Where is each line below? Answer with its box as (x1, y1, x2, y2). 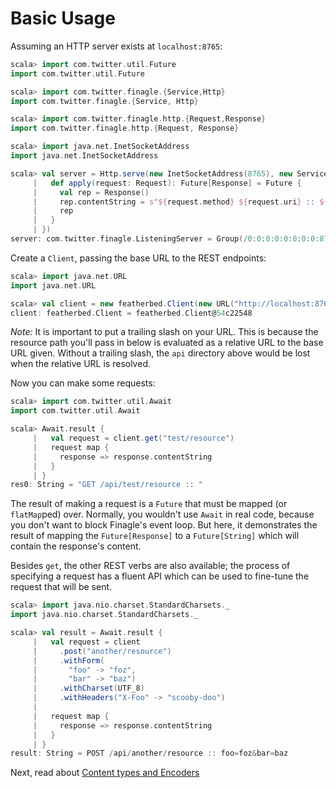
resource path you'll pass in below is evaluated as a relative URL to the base (10, 337, 324, 349)
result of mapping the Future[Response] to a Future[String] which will (10, 530, 300, 542)
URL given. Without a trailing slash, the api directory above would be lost (10, 347, 311, 359)
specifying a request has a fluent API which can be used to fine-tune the (10, 570, 310, 582)
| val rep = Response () (32, 187, 150, 197)
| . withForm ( (32, 655, 105, 666)
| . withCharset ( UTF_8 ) (32, 683, 145, 694)
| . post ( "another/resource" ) (32, 646, 172, 656)
